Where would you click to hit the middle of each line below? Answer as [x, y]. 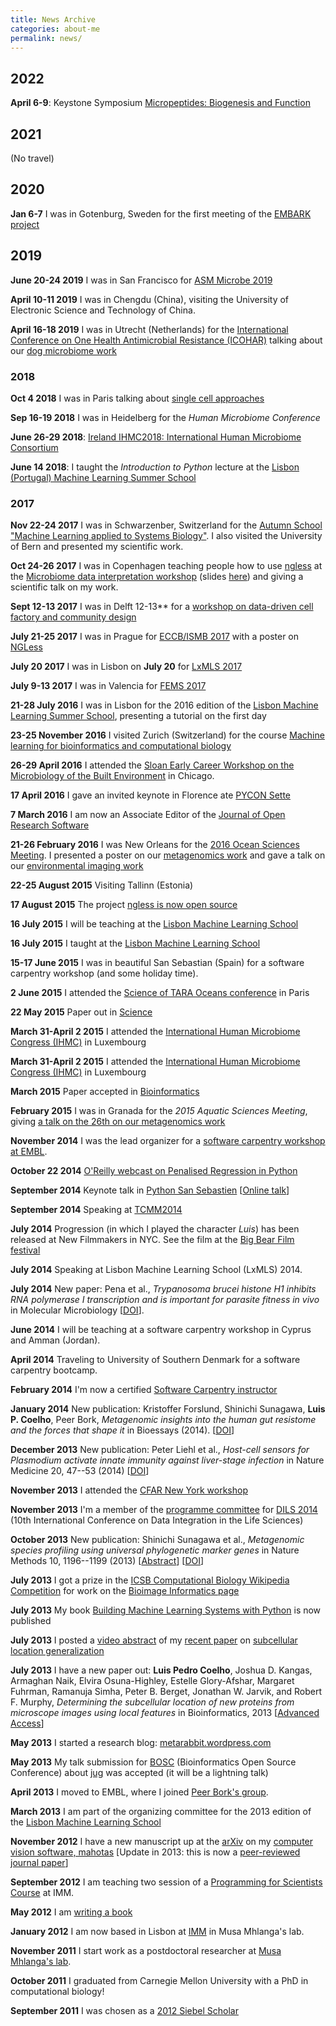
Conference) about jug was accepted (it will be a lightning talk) [139, 1773]
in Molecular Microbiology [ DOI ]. [77, 1310]
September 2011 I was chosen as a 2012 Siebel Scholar [124, 2011]
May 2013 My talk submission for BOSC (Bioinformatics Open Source [153, 1762]
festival [25, 1250]
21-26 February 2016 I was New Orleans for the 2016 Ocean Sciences [155, 845]
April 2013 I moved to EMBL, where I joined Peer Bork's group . [139, 1792]
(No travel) [32, 158]
